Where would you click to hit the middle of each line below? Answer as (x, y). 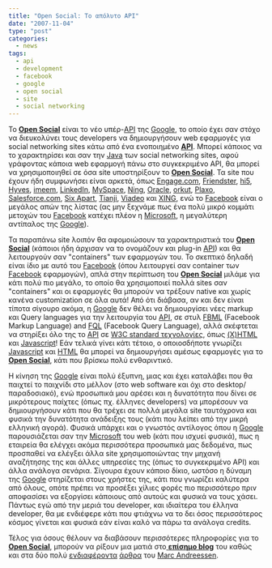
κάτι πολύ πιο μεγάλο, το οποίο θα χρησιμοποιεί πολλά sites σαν (118, 283)
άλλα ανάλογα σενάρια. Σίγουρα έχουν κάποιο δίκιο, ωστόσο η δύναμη (130, 471)
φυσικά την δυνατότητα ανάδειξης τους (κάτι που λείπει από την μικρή (128, 419)
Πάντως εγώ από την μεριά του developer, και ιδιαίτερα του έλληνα (123, 505)
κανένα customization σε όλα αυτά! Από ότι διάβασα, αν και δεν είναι (126, 300)
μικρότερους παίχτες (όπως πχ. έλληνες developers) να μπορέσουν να (128, 402)
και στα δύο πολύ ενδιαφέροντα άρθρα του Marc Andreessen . (113, 555)
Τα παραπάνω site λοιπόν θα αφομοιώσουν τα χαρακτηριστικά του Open (132, 240)
